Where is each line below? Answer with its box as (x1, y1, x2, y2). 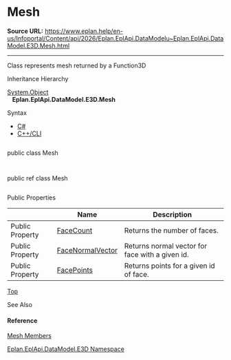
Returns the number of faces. (124, 225, 219, 235)
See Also (7, 300, 33, 308)
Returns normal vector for (124, 241, 208, 251)
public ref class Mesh (7, 173, 68, 182)
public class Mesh (7, 149, 58, 157)
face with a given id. (124, 249, 189, 259)
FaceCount (56, 225, 93, 235)
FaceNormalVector (56, 245, 118, 255)
